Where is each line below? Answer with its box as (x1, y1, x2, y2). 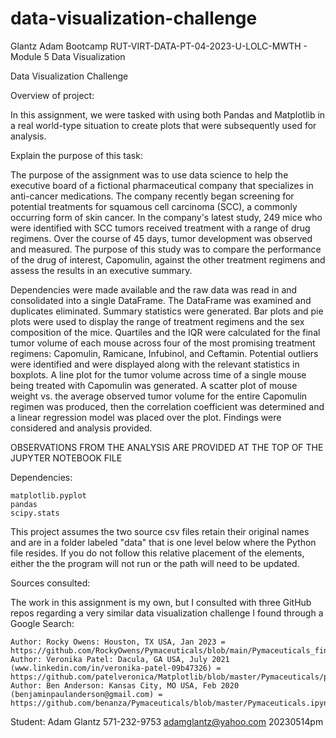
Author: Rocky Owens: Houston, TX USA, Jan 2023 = (10, 637, 226, 647)
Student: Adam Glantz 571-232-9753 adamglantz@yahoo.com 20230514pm (10, 715, 324, 727)
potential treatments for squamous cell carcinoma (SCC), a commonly (10, 200, 298, 212)
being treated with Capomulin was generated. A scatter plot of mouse (10, 379, 298, 391)
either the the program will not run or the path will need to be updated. (10, 557, 300, 569)
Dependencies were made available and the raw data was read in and (10, 283, 298, 296)
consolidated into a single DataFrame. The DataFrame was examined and (10, 294, 312, 306)
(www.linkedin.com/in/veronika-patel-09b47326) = (10, 663, 222, 673)
